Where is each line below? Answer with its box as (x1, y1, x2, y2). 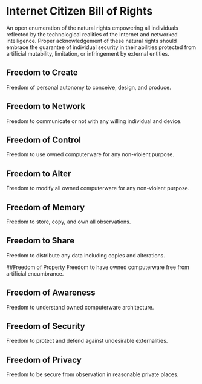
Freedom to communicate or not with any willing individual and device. (6, 117, 183, 125)
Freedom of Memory (6, 202, 85, 213)
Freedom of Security (6, 321, 86, 331)
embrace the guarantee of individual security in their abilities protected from (6, 44, 197, 51)
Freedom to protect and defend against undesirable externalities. (6, 337, 168, 345)
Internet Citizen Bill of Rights (6, 4, 153, 18)
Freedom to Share (6, 236, 75, 246)
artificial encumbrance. (6, 270, 64, 277)
